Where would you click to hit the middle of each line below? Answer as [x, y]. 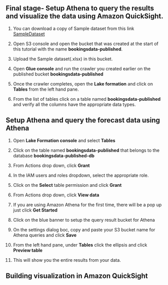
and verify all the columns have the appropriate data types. [74, 104]
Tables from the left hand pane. [46, 89]
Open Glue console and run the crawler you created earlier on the [82, 68]
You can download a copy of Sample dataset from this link [73, 28]
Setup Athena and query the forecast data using [83, 120]
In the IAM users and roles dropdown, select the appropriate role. [81, 175]
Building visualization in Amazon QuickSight [77, 276]
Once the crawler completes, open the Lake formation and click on [83, 84]
